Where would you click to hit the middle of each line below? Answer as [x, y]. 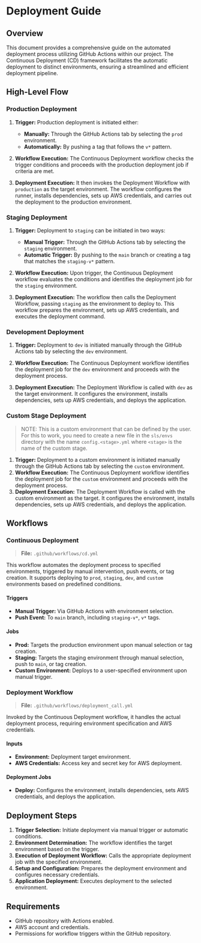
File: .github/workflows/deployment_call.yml [77, 705]
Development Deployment [45, 332]
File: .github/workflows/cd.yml [59, 553]
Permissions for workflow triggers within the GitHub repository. [93, 933]
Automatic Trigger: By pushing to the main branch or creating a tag [107, 255]
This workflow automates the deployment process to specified [83, 565]
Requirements [33, 906]
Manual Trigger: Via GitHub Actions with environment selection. [94, 611]
